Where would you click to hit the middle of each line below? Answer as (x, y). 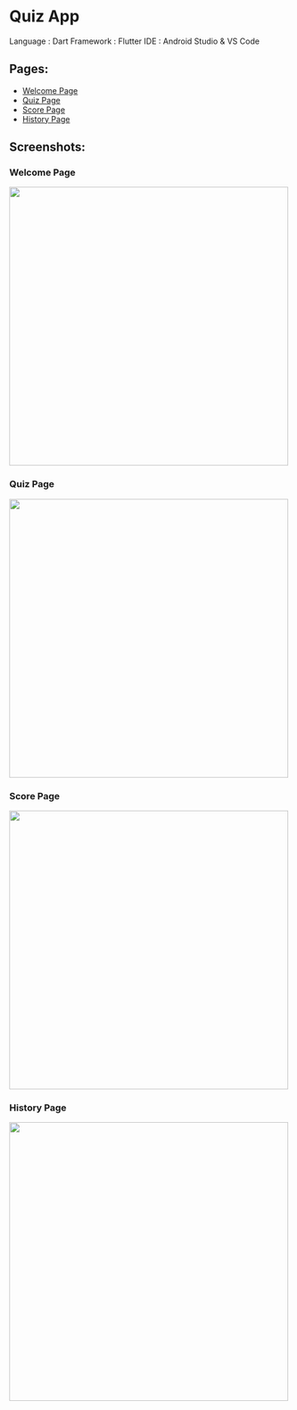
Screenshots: (48, 148)
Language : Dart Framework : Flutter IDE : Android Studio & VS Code (135, 41)
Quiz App (45, 16)
